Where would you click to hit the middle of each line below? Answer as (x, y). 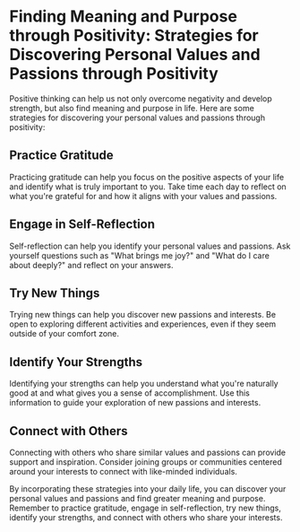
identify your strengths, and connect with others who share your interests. (146, 517)
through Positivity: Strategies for (134, 35)
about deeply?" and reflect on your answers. (91, 265)
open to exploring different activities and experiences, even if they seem (143, 324)
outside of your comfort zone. (64, 334)
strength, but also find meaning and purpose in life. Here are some (132, 108)
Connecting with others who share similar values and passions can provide (148, 452)
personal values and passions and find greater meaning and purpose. (137, 498)
